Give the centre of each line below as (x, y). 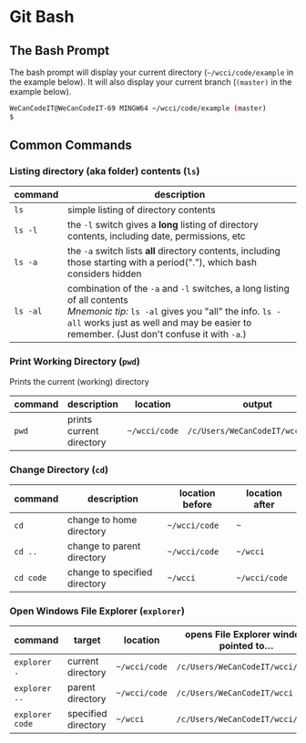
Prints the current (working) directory (80, 381)
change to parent (104, 546)
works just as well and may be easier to (168, 323)
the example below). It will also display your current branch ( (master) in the (151, 82)
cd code (31, 578)
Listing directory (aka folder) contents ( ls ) (105, 171)
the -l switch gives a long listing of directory (163, 225)
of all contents (98, 300)
